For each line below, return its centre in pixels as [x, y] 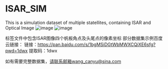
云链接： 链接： [22, 44]
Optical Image [20, 27]
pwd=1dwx [16, 50]
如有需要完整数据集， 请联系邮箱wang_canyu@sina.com [63, 61]
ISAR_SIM [26, 9]
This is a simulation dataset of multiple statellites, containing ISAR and [78, 22]
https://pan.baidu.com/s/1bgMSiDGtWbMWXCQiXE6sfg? [96, 44]
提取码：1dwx [43, 50]
